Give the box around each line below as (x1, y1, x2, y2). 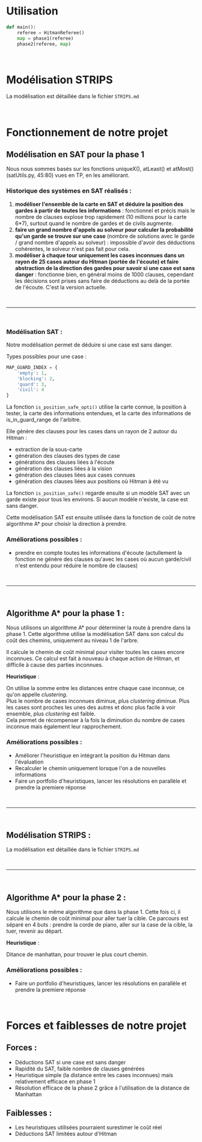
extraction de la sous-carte (14, 446, 82, 453)
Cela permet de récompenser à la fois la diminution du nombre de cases (6, 717, 185, 724)
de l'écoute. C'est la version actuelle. (14, 283, 107, 291)
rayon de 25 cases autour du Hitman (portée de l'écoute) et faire (14, 258, 179, 265)
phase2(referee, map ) (17, 41, 71, 47)
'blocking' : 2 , (17, 375, 55, 381)
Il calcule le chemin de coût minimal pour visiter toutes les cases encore (6, 649, 185, 656)
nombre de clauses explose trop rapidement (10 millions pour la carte (14, 213, 187, 220)
